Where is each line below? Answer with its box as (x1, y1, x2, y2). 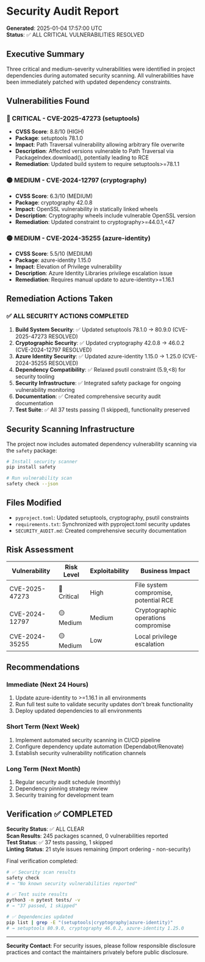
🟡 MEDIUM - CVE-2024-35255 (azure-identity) (6, 234, 151, 242)
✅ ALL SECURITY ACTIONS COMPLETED (6, 312, 129, 320)
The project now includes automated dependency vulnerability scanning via (6, 440, 197, 447)
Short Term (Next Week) (6, 722, 80, 731)
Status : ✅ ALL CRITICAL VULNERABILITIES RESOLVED (6, 31, 145, 38)
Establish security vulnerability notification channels (15, 749, 146, 756)
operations (135, 613, 166, 622)
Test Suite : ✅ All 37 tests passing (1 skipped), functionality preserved (15, 406, 190, 413)
